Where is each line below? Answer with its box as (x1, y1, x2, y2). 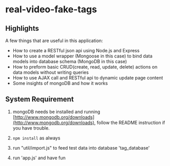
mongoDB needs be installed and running (12, 109, 101, 115)
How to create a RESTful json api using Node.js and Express (12, 48, 140, 53)
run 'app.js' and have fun (12, 155, 66, 161)
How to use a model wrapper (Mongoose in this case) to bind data (12, 53, 153, 59)
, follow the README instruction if (94, 119, 165, 126)
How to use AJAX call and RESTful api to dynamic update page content (12, 75, 163, 80)
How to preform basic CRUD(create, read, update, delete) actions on (12, 64, 158, 70)
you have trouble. (12, 125, 50, 131)
